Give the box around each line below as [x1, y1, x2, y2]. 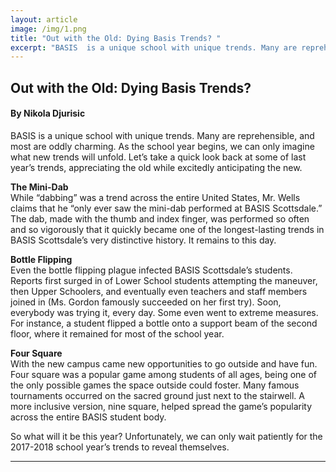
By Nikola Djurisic [10, 107, 86, 120]
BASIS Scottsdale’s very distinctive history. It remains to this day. [10, 234, 277, 246]
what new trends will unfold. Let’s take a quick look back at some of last [10, 151, 307, 163]
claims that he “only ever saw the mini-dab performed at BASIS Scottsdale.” [10, 202, 323, 214]
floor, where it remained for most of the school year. [10, 327, 225, 340]
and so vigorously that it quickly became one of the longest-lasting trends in [10, 223, 325, 235]
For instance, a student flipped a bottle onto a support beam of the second [10, 317, 318, 329]
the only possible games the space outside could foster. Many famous [10, 379, 300, 391]
